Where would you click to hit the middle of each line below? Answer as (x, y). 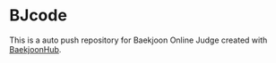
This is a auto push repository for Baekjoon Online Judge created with (138, 40)
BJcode (38, 16)
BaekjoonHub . (35, 49)
